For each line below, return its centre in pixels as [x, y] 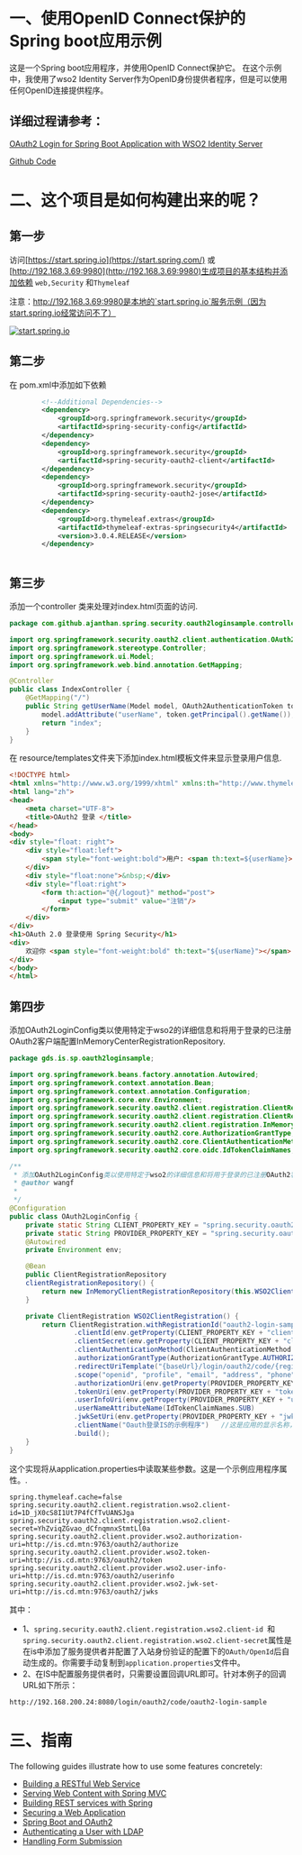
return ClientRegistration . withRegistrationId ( [132, 1325]
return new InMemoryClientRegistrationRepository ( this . [148, 1291]
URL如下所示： [50, 1685]
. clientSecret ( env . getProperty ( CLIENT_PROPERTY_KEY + [176, 1341]
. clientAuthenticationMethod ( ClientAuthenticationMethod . [184, 1350]
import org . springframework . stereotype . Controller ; [108, 648]
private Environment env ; [74, 1250]
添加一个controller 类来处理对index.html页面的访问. [104, 606]
